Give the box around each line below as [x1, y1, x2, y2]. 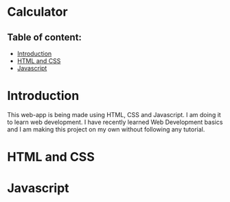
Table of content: [7, 31, 82, 43]
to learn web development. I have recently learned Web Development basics [7, 118, 223, 126]
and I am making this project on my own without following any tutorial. [7, 125, 205, 134]
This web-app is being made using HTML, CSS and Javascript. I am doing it [7, 110, 221, 118]
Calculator [7, 4, 68, 20]
